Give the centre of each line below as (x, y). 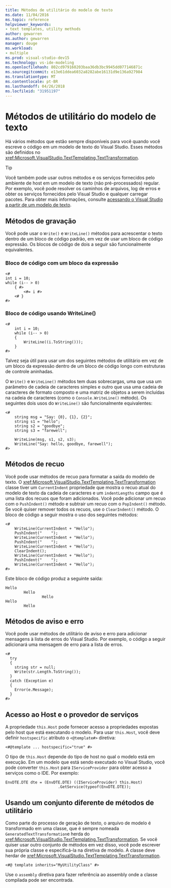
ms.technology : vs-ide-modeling (40, 63)
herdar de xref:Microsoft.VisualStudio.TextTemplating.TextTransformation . (83, 856)
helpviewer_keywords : (28, 24)
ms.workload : (19, 48)
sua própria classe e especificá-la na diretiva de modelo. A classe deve (80, 850)
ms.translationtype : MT (31, 77)
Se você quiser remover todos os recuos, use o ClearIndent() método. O (82, 509)
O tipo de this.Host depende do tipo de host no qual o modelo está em (80, 757)
